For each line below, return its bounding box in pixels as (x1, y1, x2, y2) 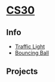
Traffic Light (14, 43, 45, 50)
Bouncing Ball (14, 49, 49, 56)
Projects (6, 67, 38, 77)
